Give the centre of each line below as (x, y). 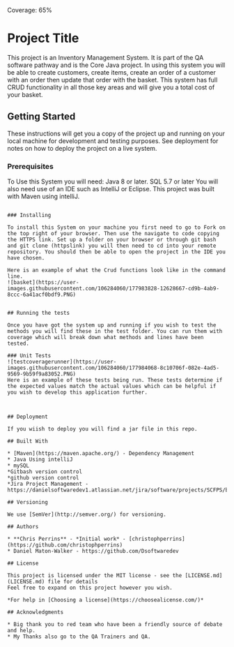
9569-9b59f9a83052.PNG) (42, 374)
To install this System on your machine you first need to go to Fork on (117, 228)
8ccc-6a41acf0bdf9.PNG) (42, 295)
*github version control (43, 478)
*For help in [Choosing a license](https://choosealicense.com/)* (106, 600)
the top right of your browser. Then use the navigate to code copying (113, 234)
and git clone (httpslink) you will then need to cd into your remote (112, 246)
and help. (22, 631)
